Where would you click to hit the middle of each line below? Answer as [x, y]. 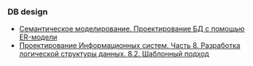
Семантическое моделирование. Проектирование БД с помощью [132, 29]
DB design [28, 12]
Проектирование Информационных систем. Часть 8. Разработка [129, 46]
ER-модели [38, 37]
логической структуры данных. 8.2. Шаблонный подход [114, 54]
